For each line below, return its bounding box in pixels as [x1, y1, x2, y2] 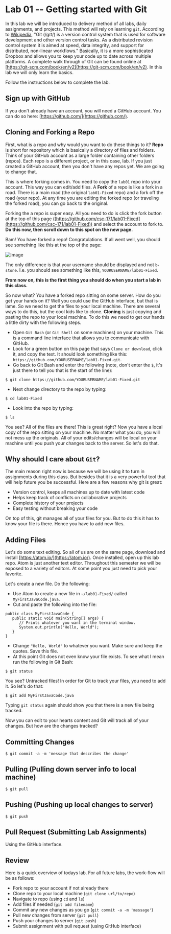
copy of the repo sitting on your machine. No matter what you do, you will [5, 429, 160, 435]
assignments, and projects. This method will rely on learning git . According [5, 26, 164, 32]
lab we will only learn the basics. [5, 69, 74, 75]
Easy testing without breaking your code [12, 505, 98, 511]
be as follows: [5, 875, 35, 881]
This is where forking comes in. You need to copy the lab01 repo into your [5, 178, 161, 184]
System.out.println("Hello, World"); [18, 625, 100, 630]
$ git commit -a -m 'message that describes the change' [5, 751, 129, 756]
